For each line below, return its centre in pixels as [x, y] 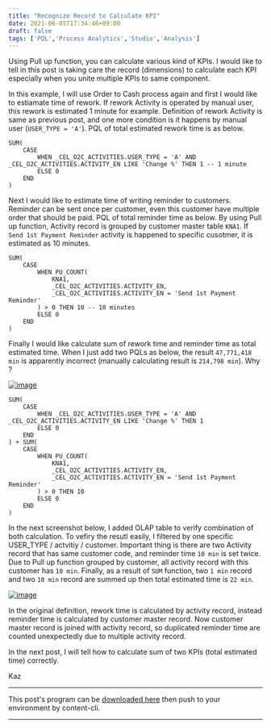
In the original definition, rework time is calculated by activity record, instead [135, 611]
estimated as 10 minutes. [50, 244]
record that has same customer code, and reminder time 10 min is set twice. [135, 554]
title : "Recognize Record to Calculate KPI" [84, 16]
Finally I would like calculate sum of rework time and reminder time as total [132, 344]
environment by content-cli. [54, 708]
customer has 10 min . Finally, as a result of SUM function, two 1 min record [130, 571]
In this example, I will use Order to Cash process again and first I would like [133, 94]
